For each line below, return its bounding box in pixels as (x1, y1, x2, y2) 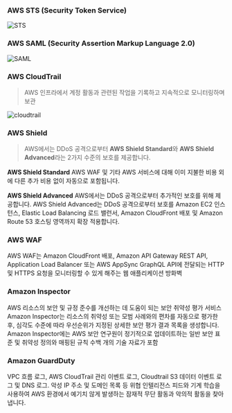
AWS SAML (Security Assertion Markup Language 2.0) (7, 39, 195, 49)
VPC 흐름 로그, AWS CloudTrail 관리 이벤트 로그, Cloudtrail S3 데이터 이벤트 (7, 373, 215, 381)
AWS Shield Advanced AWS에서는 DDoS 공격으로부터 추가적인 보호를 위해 (7, 191, 214, 200)
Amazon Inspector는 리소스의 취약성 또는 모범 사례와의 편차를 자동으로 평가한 (7, 312, 218, 320)
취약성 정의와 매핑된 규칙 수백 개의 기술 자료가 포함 (21, 338, 159, 346)
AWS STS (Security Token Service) (7, 6, 127, 15)
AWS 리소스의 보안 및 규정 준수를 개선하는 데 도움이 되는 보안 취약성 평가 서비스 (7, 304, 222, 312)
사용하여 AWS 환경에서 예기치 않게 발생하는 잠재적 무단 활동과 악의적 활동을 (7, 390, 211, 398)
